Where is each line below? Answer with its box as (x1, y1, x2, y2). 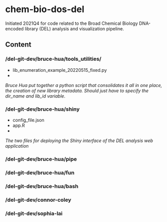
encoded (5, 25, 24, 31)
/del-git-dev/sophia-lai (5, 210, 63, 217)
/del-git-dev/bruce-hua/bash (5, 183, 79, 190)
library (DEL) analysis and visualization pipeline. (25, 25, 125, 31)
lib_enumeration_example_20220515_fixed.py (12, 67, 107, 73)
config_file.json (12, 117, 44, 123)
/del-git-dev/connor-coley (5, 196, 72, 203)
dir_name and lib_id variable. (5, 93, 66, 99)
